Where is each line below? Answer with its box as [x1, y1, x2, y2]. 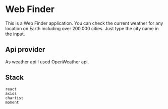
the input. [5, 31, 25, 37]
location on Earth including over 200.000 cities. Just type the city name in [5, 25, 159, 31]
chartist [5, 95, 24, 100]
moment [5, 99, 19, 105]
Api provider [5, 45, 45, 54]
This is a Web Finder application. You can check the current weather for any [5, 20, 163, 26]
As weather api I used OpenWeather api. [5, 59, 89, 65]
